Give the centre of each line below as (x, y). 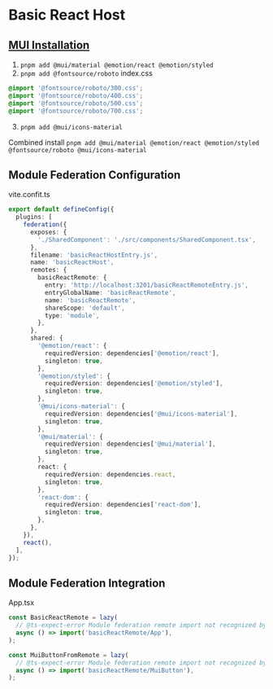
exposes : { (48, 232)
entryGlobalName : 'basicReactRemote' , (110, 292)
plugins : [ (34, 217)
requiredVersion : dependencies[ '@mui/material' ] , (130, 444)
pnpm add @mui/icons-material (71, 127)
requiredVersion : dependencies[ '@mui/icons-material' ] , (141, 414)
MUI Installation (49, 45)
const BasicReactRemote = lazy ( (63, 618)
